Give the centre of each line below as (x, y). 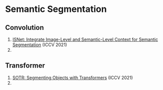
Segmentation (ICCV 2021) (40, 45)
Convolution (25, 28)
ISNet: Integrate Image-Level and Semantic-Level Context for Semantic (85, 39)
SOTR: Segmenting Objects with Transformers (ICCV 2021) (73, 78)
